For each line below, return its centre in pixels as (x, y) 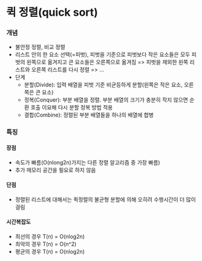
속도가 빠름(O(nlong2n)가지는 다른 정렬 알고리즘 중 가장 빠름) (87, 162)
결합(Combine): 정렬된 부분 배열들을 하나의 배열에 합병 (89, 115)
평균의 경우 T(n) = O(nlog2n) (50, 252)
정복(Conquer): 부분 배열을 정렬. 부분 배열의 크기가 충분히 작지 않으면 (106, 100)
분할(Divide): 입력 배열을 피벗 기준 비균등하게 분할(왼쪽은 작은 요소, (103, 85)
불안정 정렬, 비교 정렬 (40, 47)
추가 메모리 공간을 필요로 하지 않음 (55, 170)
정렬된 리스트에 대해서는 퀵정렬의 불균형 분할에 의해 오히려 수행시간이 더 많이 (106, 199)
